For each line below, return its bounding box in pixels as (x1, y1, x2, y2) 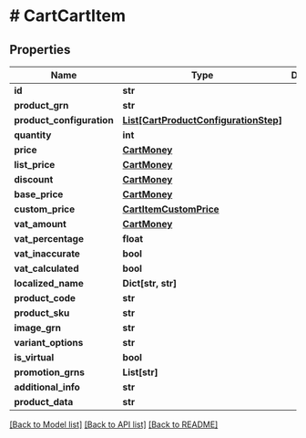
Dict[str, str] (122, 277, 178, 289)
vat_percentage (14, 233, 85, 245)
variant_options (14, 337, 84, 349)
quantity (14, 129, 52, 141)
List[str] (122, 366, 158, 379)
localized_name (14, 277, 84, 289)
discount (14, 173, 54, 185)
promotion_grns (14, 366, 85, 379)
